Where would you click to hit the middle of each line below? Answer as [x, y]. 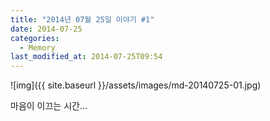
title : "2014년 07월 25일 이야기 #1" [82, 19]
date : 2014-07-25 [46, 29]
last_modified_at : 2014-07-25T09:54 [86, 57]
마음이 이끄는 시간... [49, 106]
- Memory [37, 47]
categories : [35, 38]
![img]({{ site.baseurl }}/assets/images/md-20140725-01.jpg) [136, 85]
